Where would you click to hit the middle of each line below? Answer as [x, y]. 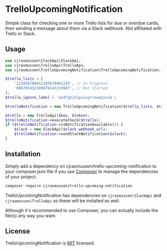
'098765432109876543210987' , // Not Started [61, 88]
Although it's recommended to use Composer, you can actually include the [82, 210]
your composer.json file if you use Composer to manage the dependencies [82, 171]
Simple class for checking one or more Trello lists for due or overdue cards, [82, 23]
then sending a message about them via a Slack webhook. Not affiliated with [83, 28]
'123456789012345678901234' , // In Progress [61, 84]
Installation [23, 154]
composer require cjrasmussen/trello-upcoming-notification [69, 186]
